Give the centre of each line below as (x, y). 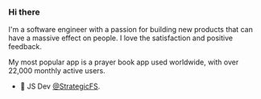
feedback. (25, 47)
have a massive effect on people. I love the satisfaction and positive (121, 38)
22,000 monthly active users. (57, 71)
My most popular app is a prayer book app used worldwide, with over (124, 62)
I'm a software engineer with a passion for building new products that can (131, 30)
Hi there (24, 12)
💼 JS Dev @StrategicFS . (60, 86)
